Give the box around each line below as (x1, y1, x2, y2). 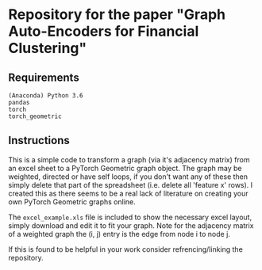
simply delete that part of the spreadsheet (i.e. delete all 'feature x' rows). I (8, 180, 253, 189)
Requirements (8, 70, 79, 84)
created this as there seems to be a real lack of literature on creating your (8, 188, 249, 198)
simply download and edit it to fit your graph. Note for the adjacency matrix (8, 220, 254, 230)
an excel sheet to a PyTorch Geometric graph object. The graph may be (8, 163, 242, 173)
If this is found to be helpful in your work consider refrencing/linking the (8, 244, 244, 254)
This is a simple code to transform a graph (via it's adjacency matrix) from (8, 154, 250, 164)
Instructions (8, 134, 70, 147)
